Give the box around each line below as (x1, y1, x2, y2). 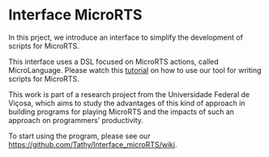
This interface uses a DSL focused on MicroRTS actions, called (8, 57, 219, 66)
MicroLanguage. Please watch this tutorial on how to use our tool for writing (8, 65, 262, 74)
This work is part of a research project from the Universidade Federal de (8, 89, 250, 99)
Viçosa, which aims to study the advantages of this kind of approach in (8, 98, 246, 108)
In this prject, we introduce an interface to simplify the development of (8, 32, 243, 42)
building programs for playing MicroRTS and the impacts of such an (8, 107, 235, 117)
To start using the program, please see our (8, 131, 152, 141)
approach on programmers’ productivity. (8, 115, 144, 125)
